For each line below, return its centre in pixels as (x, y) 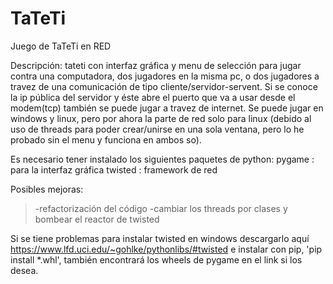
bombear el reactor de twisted (97, 219)
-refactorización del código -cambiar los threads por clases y (161, 208)
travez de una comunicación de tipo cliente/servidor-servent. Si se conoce (164, 86)
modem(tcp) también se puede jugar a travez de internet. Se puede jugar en (167, 108)
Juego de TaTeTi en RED (61, 46)
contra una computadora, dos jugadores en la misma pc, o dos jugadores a (165, 76)
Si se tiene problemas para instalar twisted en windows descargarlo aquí (160, 238)
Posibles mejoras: (47, 189)
